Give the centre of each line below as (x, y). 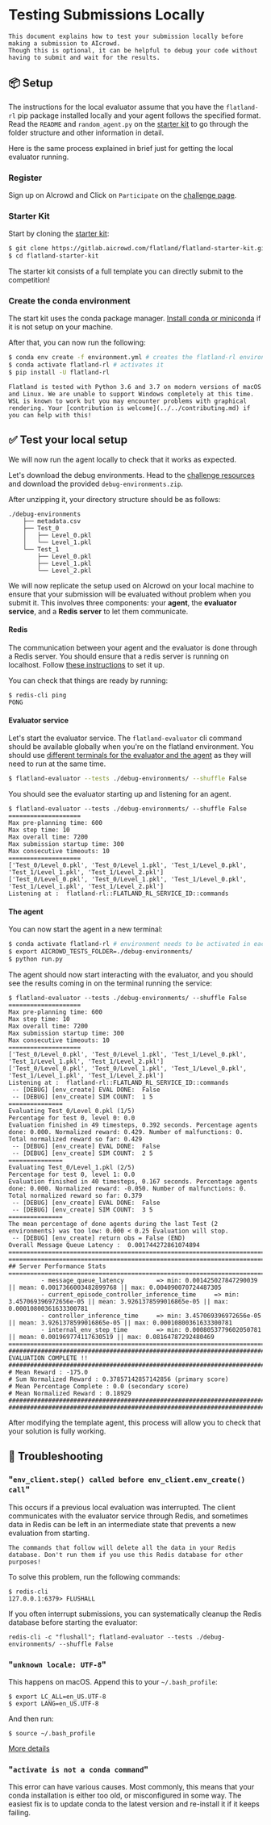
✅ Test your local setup (68, 440)
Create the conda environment (69, 301)
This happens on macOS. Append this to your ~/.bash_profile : (113, 1681)
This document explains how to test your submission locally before (126, 36)
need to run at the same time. (57, 764)
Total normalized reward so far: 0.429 (75, 1139)
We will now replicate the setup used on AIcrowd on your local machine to (131, 585)
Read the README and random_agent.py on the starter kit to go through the (128, 123)
